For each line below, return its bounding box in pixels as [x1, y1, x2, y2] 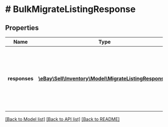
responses [7, 75, 33, 82]
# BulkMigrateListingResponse [5, 4, 136, 15]
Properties [5, 24, 39, 32]
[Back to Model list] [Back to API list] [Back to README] [5, 116, 120, 122]
